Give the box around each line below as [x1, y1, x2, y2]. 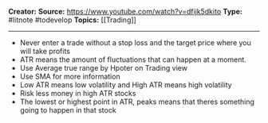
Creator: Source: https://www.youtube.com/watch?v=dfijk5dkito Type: [8, 7, 243, 16]
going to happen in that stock [19, 106, 117, 114]
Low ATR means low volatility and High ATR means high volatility [19, 80, 233, 90]
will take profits [19, 47, 70, 56]
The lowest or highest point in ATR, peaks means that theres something [19, 97, 255, 106]
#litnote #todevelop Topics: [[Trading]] [8, 15, 137, 25]
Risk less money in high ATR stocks [19, 89, 136, 98]
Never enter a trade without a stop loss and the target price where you [19, 38, 251, 47]
